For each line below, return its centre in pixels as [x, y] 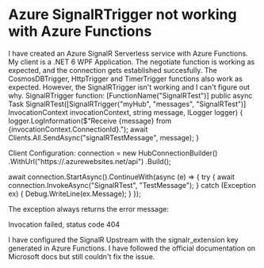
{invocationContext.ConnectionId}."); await [78, 129]
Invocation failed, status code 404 [64, 224]
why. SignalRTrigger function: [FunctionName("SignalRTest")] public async [130, 95]
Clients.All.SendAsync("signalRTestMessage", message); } [104, 137]
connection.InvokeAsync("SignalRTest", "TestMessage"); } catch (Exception [132, 185]
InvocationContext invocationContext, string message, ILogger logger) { [126, 112]
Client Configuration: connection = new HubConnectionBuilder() [113, 153]
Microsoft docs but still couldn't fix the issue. [82, 256]
